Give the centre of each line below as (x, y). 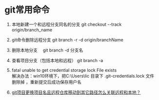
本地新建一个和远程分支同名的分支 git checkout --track (67, 24)
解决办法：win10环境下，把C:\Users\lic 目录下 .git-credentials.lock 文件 (83, 76)
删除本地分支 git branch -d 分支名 (47, 50)
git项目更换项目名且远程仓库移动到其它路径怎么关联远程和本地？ (76, 92)
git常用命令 (27, 10)
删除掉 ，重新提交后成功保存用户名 (46, 82)
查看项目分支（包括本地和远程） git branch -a (57, 60)
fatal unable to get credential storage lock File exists (64, 70)
